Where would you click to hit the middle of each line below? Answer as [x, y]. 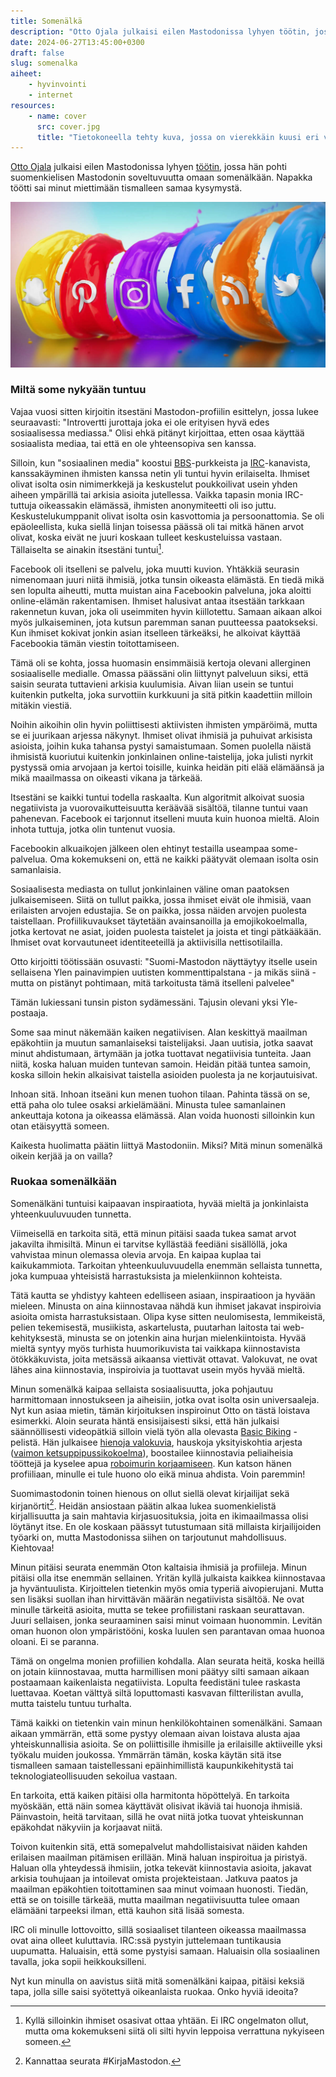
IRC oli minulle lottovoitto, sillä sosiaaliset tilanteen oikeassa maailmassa [158, 1930]
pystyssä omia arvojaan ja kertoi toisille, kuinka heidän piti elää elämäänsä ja [167, 767]
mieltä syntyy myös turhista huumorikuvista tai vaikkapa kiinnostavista [155, 1348]
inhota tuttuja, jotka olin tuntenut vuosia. [93, 829]
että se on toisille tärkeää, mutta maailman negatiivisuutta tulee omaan [155, 1900]
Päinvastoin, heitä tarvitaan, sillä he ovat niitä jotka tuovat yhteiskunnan [157, 1817]
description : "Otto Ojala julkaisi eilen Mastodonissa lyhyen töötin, [160, 31]
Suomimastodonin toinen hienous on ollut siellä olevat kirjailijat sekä [150, 1493]
